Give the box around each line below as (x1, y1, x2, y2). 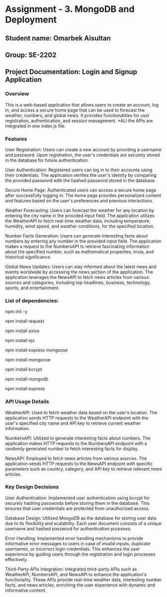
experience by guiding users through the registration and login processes (5, 551, 156, 557)
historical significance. (5, 254, 52, 260)
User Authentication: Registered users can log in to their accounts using (5, 167, 153, 173)
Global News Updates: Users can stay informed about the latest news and (5, 263, 157, 269)
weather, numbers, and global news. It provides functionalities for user (5, 112, 150, 118)
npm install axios (5, 328, 40, 334)
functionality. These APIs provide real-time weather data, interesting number (5, 577, 162, 583)
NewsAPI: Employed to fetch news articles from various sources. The (5, 455, 147, 461)
